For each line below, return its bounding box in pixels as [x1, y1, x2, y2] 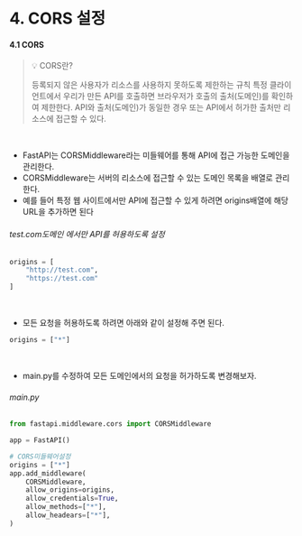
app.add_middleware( [9, 468, 87, 478]
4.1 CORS [9, 39, 45, 50]
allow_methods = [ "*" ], [25, 503, 106, 512]
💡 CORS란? [31, 60, 74, 71]
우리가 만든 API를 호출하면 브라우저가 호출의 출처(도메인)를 [62, 91, 270, 102]
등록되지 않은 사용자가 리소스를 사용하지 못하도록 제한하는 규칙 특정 [31, 79, 268, 90]
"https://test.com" [25, 274, 99, 283]
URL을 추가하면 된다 [22, 207, 95, 217]
